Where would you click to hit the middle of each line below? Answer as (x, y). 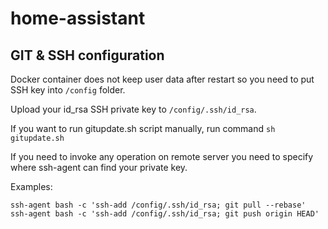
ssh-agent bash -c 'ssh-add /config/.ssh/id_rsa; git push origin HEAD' (165, 214)
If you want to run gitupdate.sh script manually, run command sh (143, 128)
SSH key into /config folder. (68, 90)
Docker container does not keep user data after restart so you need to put (162, 79)
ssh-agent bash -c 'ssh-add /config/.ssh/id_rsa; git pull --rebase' (158, 205)
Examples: (31, 186)
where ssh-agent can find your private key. (99, 167)
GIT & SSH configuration (87, 55)
